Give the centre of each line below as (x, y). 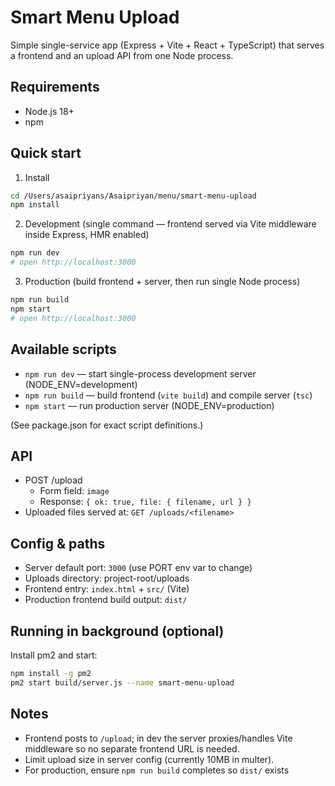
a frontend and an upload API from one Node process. (122, 55)
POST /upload (53, 480)
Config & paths (58, 543)
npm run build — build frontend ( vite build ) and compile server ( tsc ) (168, 395)
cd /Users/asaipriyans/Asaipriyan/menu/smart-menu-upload (133, 196)
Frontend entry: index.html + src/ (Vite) (107, 589)
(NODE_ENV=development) (81, 384)
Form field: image (74, 491)
